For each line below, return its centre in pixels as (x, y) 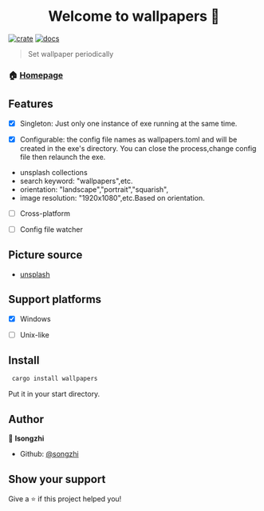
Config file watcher (51, 229)
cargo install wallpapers (55, 379)
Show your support (57, 479)
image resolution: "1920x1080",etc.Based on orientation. (112, 198)
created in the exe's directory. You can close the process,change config (138, 148)
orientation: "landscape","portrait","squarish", (94, 189)
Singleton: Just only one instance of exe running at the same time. (128, 123)
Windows (35, 318)
